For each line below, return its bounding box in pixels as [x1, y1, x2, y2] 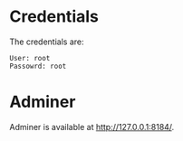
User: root [9, 53, 51, 62]
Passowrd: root [9, 61, 67, 70]
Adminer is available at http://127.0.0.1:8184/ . [9, 121, 175, 132]
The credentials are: [9, 36, 84, 47]
